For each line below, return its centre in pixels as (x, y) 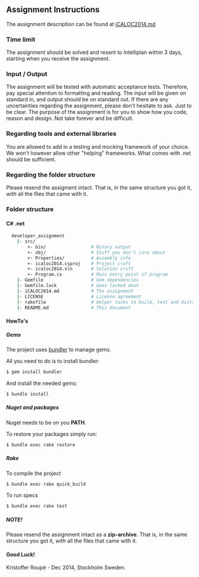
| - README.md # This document (74, 308)
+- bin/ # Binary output (79, 247)
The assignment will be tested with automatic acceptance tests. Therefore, (97, 87)
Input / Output (27, 74)
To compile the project (33, 473)
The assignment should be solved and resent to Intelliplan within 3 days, (94, 52)
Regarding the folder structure (51, 174)
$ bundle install (28, 394)
